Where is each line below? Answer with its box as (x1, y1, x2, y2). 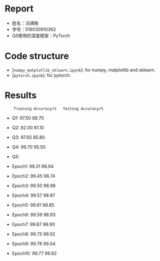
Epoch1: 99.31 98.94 (11, 163, 54, 169)
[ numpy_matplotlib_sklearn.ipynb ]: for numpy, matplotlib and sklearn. (11, 67, 155, 73)
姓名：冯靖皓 (11, 20, 38, 26)
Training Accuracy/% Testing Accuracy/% (13, 106, 103, 111)
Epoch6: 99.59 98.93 (11, 212, 56, 218)
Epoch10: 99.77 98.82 (11, 250, 57, 256)
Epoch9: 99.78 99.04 (11, 241, 55, 247)
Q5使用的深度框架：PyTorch (11, 32, 70, 38)
